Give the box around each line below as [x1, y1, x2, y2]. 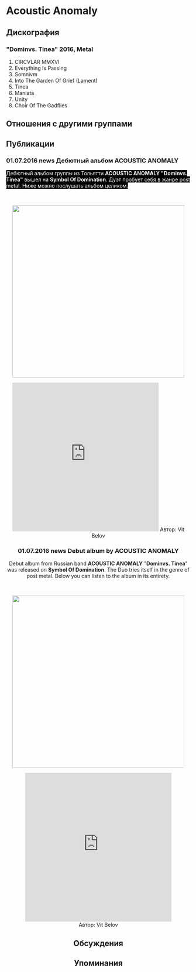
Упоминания [74, 959, 123, 968]
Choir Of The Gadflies [14, 101, 67, 109]
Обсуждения [73, 938, 123, 948]
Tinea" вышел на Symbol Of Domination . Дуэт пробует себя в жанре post [6, 176, 190, 183]
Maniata [14, 89, 35, 96]
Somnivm [14, 70, 38, 77]
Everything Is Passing [14, 64, 67, 72]
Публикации [6, 139, 54, 149]
